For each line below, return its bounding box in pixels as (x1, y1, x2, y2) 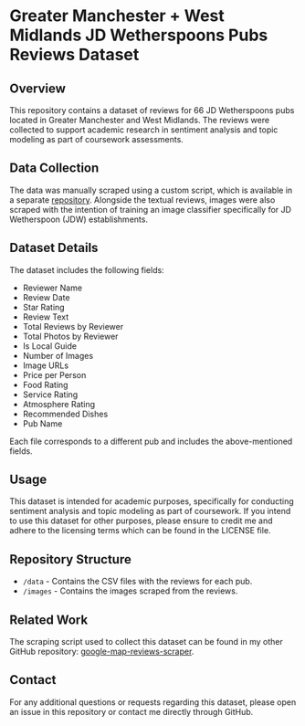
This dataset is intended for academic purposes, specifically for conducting (9, 496, 294, 507)
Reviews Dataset (9, 45, 140, 65)
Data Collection (9, 161, 100, 176)
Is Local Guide (22, 340, 78, 352)
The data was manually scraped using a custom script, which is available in (9, 184, 293, 195)
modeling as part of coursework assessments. (9, 134, 184, 144)
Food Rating (22, 379, 68, 390)
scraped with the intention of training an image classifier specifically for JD (9, 204, 292, 215)
